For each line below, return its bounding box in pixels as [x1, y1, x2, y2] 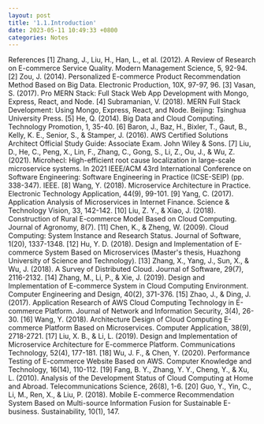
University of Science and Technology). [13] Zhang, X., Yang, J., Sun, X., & [8, 256, 250, 266]
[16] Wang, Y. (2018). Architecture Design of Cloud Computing [20, 314, 222, 324]
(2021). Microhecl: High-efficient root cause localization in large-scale [8, 155, 236, 166]
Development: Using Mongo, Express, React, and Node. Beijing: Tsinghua [8, 106, 247, 115]
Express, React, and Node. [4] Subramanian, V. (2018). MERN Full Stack [8, 97, 241, 106]
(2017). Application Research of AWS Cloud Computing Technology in [8, 298, 235, 307]
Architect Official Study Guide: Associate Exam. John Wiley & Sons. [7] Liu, [8, 139, 251, 148]
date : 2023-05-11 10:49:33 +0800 [8, 26, 118, 34]
